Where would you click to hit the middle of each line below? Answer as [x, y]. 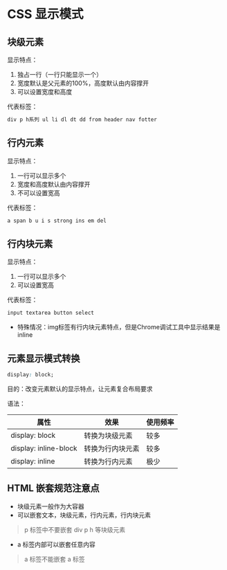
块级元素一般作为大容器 [51, 506]
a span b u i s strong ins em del [57, 221]
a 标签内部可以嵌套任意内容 [56, 544]
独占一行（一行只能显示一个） [60, 74]
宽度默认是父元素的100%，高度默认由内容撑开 [83, 83]
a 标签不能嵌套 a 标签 [54, 559]
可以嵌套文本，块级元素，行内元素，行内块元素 [84, 515]
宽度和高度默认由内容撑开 [54, 184]
